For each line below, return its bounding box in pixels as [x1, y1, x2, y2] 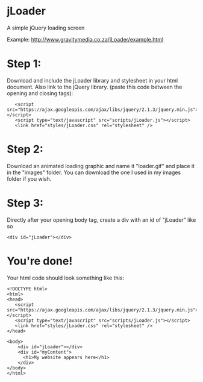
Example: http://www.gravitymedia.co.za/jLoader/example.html [7, 36, 164, 43]
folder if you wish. [7, 175, 52, 182]
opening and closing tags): [7, 89, 73, 97]
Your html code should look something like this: [7, 274, 125, 281]
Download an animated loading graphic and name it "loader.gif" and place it [7, 162, 195, 169]
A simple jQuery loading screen [7, 24, 85, 31]
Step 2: [7, 143, 44, 156]
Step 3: [7, 196, 44, 210]
